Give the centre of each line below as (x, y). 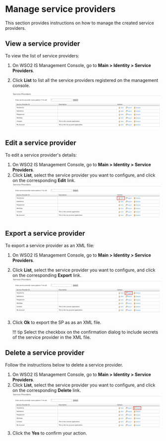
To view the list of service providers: (42, 56)
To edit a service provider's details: (41, 155)
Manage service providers (60, 9)
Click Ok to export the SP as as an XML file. (57, 322)
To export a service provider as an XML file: (50, 245)
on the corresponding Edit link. (44, 180)
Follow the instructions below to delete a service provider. (64, 365)
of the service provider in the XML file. (52, 337)
